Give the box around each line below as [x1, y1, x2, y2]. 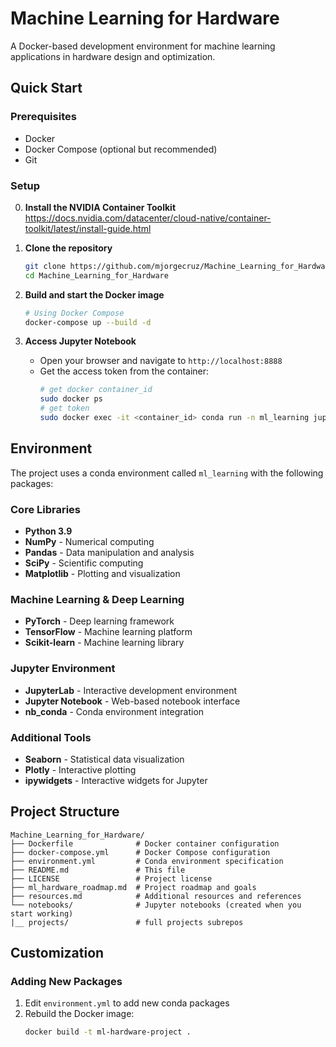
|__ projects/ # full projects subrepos [10, 917, 244, 927]
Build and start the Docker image [24, 288, 165, 301]
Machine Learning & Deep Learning [10, 592, 185, 606]
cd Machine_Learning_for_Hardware [24, 270, 169, 281]
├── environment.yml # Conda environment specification [10, 856, 284, 866]
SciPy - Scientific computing [24, 557, 144, 569]
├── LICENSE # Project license [10, 873, 213, 884]
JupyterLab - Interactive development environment [24, 684, 238, 696]
